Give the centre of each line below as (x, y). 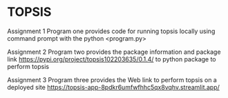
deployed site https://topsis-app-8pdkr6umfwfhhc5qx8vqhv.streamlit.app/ (113, 87)
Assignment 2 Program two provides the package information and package (114, 52)
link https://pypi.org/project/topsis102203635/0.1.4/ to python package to (112, 59)
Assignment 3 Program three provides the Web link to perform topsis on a (112, 79)
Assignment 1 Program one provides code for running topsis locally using (111, 31)
